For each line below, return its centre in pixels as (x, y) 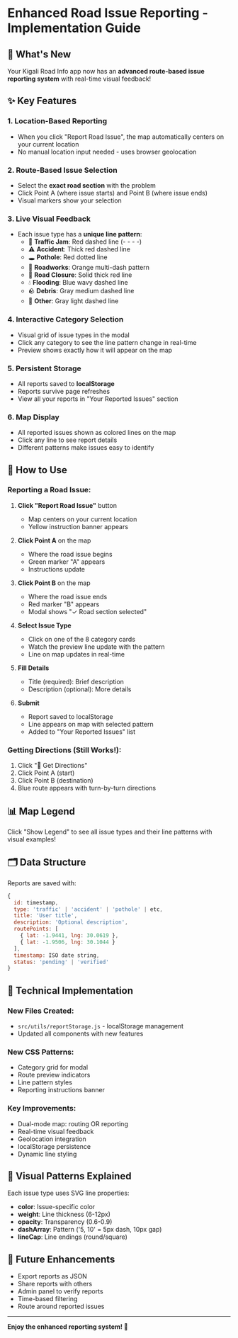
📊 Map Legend (41, 811)
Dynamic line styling (47, 1154)
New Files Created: (41, 1011)
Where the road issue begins (70, 554)
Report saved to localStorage (70, 716)
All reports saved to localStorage (66, 383)
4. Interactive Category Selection (66, 319)
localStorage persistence (54, 1146)
